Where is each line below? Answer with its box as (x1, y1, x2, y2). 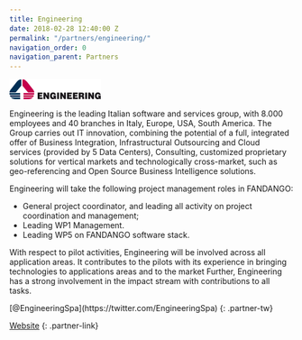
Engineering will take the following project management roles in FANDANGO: (9, 183, 294, 194)
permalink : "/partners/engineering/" (9, 33, 151, 42)
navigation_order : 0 (9, 43, 87, 52)
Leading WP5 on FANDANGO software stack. (22, 230, 190, 241)
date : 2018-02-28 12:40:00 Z (9, 23, 119, 33)
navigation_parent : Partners (9, 52, 119, 62)
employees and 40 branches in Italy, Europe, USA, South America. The (9, 118, 272, 129)
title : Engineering (9, 14, 83, 23)
